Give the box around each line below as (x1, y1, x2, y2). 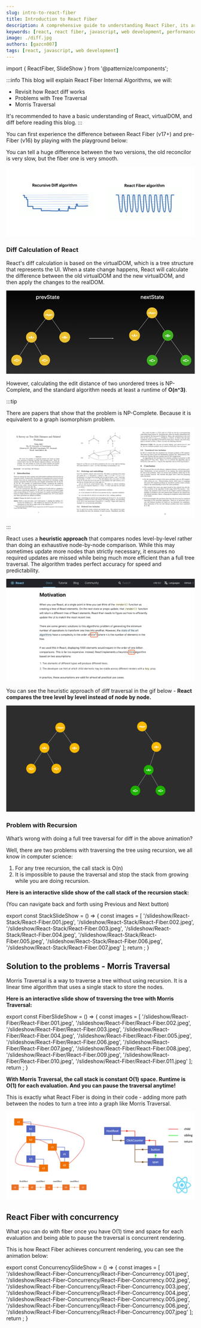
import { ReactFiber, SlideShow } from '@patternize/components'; (6, 65, 169, 72)
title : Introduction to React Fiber (6, 16, 98, 22)
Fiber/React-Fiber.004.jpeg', (6, 1032, 76, 1039)
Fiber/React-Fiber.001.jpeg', (6, 1020, 75, 1027)
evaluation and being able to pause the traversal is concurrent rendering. (6, 1234, 186, 1242)
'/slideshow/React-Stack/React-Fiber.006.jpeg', (45, 938, 163, 945)
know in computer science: (6, 852, 73, 860)
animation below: (6, 1252, 48, 1260)
